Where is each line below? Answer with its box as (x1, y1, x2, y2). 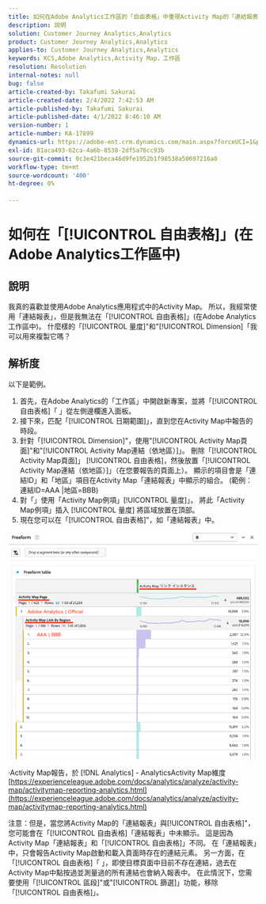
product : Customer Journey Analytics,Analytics (8, 38, 169, 46)
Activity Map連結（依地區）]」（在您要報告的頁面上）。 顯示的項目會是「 (19, 465, 249, 475)
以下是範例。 (8, 379, 50, 389)
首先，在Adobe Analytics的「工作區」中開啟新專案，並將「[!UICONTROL (19, 396, 258, 405)
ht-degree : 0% (8, 180, 55, 188)
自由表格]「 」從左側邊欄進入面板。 (19, 406, 136, 416)
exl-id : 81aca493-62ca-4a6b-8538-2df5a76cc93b (8, 146, 165, 154)
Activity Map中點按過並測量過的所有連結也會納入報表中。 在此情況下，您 (8, 868, 245, 878)
